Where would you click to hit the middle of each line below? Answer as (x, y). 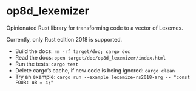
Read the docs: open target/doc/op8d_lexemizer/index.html (90, 57)
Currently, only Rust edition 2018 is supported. (64, 39)
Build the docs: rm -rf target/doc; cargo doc (73, 51)
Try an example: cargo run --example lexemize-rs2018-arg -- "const (102, 77)
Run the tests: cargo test (47, 64)
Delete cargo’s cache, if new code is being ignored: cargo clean (95, 70)
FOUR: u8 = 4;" (34, 83)
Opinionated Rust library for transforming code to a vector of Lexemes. (95, 28)
